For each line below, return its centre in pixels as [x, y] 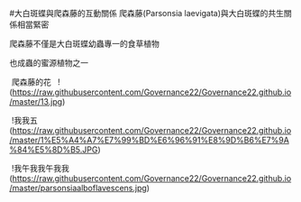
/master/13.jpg [36, 101]
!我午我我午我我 [40, 168]
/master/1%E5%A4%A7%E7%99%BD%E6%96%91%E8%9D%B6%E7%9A [150, 140]
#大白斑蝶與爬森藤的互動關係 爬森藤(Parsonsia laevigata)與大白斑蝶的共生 [147, 13]
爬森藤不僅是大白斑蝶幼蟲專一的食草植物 [84, 44]
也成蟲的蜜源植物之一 [49, 63]
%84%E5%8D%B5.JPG [54, 150]
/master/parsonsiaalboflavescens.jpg [78, 188]
